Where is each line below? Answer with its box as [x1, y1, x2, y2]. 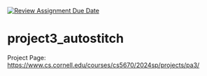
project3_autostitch [7, 31, 124, 46]
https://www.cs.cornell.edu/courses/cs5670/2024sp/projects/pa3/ [7, 61, 200, 69]
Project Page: [7, 53, 47, 61]
